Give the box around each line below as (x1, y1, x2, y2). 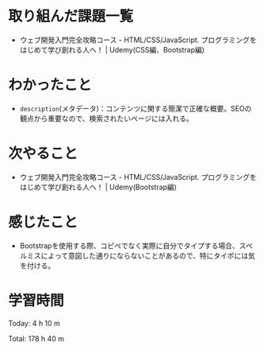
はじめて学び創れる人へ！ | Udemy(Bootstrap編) (19, 182, 177, 192)
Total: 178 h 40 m (8, 333, 65, 343)
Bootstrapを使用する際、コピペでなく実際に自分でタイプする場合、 (19, 240, 239, 251)
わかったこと (8, 76, 93, 94)
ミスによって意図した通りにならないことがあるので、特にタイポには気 (26, 251, 256, 260)
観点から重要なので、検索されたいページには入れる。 (19, 113, 193, 123)
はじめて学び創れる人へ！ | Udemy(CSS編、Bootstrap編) (19, 45, 205, 54)
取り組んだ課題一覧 (8, 7, 134, 25)
